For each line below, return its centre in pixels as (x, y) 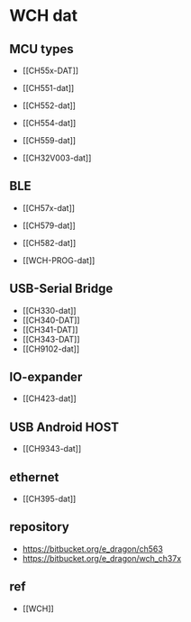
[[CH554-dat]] (49, 123)
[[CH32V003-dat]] (57, 158)
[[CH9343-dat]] (52, 449)
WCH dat (44, 16)
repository (40, 527)
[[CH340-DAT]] (51, 320)
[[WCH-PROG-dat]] (59, 260)
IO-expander (46, 377)
